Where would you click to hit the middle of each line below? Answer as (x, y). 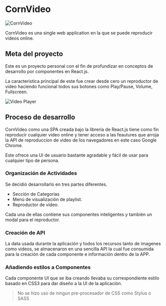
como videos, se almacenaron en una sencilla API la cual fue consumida (79, 249)
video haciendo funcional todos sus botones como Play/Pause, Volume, (79, 86)
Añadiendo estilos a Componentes (48, 267)
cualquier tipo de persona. (32, 160)
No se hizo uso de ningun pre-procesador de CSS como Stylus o (84, 293)
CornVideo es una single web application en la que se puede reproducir (79, 33)
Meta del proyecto (34, 54)
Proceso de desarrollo (40, 117)
